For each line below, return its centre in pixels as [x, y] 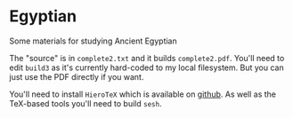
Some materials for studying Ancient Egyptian [93, 41]
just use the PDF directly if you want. [77, 76]
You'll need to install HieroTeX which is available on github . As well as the [143, 94]
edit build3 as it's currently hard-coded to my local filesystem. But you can [146, 67]
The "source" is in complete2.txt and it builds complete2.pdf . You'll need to [147, 58]
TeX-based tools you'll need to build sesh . [85, 103]
